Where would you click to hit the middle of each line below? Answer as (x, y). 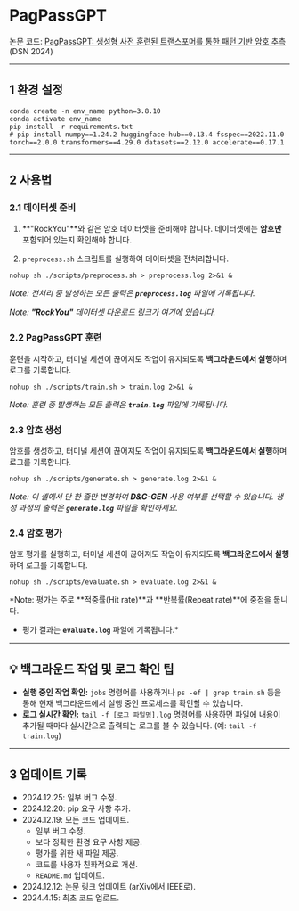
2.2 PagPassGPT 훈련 (56, 338)
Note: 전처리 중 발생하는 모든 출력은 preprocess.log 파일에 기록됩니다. (132, 293)
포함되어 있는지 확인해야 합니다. (77, 240)
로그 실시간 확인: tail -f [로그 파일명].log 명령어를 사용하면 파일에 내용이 (151, 715)
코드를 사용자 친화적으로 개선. (86, 864)
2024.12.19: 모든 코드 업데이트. (76, 819)
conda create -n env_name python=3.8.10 (85, 111)
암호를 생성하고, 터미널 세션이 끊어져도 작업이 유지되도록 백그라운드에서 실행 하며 (148, 451)
